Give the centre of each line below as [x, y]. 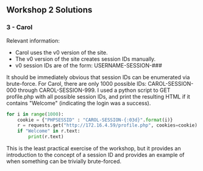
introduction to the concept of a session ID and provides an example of [95, 155]
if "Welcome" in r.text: [49, 131]
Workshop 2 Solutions [49, 10]
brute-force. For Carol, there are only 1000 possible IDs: [77, 83]
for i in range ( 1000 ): [35, 114]
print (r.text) [46, 137]
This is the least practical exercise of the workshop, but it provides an [94, 148]
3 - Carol [20, 27]
